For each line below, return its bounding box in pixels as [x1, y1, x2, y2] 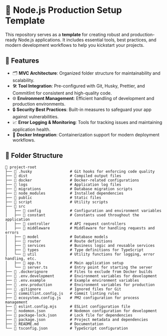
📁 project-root [5, 164, 37, 170]
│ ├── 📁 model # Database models [5, 234, 108, 239]
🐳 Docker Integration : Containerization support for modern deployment [12, 131, 160, 137]
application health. [12, 126, 51, 132]
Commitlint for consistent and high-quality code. [12, 90, 112, 96]
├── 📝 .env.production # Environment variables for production [5, 282, 155, 287]
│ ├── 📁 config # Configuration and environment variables [5, 208, 162, 213]
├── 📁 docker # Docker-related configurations [5, 178, 140, 183]
